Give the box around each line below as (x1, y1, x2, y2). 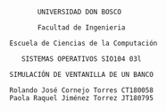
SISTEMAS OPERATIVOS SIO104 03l (21, 55, 142, 64)
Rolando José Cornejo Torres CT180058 (9, 86, 154, 95)
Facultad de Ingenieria (37, 23, 126, 32)
